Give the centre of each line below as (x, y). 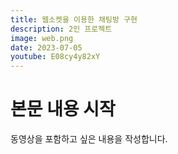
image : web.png (42, 38)
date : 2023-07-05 (46, 47)
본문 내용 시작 (63, 109)
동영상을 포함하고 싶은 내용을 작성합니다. (89, 139)
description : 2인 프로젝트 (61, 29)
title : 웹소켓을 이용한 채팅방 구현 (74, 19)
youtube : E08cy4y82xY (55, 57)
